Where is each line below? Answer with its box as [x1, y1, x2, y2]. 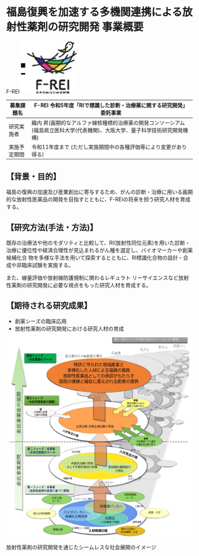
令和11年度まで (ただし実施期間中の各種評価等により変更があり [31, 143, 187, 150]
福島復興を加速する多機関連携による [6, 5, 182, 19]
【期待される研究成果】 [6, 301, 92, 311]
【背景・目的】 [6, 171, 61, 181]
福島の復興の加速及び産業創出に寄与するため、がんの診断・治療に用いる [6, 189, 182, 196]
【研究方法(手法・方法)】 [6, 222, 98, 233]
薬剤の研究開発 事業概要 [27, 20, 144, 34]
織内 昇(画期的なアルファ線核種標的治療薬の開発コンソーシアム [31, 119, 185, 126]
